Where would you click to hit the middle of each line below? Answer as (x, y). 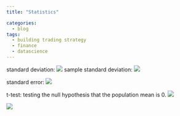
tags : (13, 34)
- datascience (30, 52)
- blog (20, 29)
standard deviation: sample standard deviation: (70, 69)
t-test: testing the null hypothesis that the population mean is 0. (87, 95)
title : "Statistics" (33, 12)
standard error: (25, 82)
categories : (22, 23)
